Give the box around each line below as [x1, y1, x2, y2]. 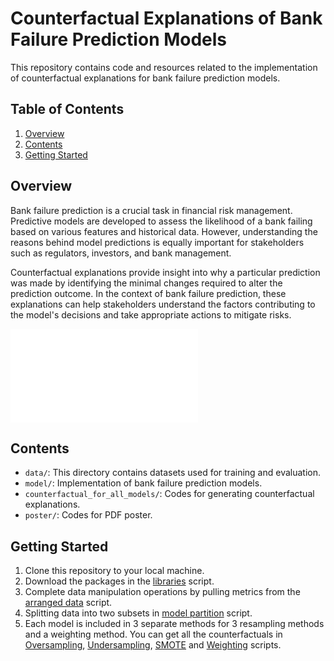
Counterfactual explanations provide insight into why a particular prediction [10, 266, 321, 278]
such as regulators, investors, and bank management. [10, 247, 232, 259]
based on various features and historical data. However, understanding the [10, 225, 318, 237]
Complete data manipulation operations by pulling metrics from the [24, 586, 301, 598]
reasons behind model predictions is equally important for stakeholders [10, 236, 305, 248]
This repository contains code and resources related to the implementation [10, 61, 318, 73]
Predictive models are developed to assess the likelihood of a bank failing [10, 215, 313, 227]
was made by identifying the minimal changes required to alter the [10, 277, 283, 289]
